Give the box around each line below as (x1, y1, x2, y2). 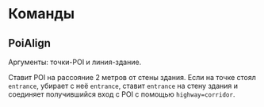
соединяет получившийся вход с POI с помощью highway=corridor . (8, 90, 235, 99)
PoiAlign (8, 36, 52, 50)
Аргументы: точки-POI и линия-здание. (8, 57, 142, 67)
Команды (8, 5, 75, 23)
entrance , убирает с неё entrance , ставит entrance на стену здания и (8, 81, 239, 90)
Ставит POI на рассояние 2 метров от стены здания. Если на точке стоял (8, 73, 256, 82)
